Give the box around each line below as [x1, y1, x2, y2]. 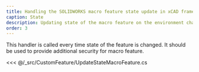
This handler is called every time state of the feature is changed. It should [6, 41, 186, 48]
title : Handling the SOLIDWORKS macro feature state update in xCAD [6, 8, 179, 15]
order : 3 [6, 25, 28, 31]
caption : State [6, 14, 44, 20]
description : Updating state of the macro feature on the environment [6, 19, 184, 25]
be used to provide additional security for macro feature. [6, 48, 144, 55]
